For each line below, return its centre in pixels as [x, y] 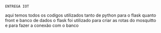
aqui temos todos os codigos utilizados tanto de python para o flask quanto [81, 15]
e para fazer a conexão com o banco [42, 25]
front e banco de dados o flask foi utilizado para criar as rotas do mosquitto [81, 20]
